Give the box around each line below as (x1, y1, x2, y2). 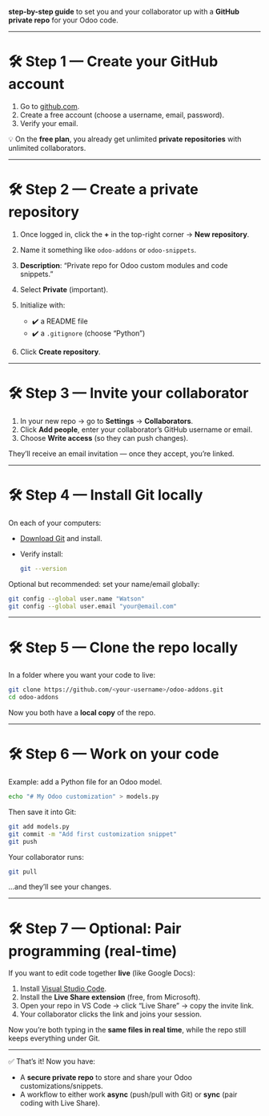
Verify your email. (19, 118, 78, 128)
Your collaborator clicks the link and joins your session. (19, 1009, 203, 1019)
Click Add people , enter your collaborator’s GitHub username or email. (19, 425, 253, 434)
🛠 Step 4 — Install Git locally (8, 486, 203, 504)
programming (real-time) (8, 942, 178, 960)
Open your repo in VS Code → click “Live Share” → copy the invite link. (19, 1001, 255, 1011)
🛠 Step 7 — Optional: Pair (8, 919, 182, 938)
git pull (8, 867, 38, 876)
